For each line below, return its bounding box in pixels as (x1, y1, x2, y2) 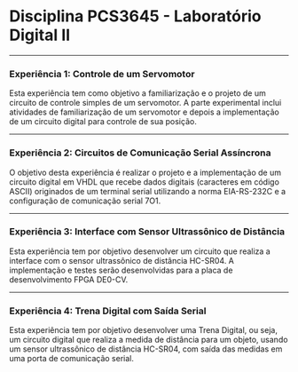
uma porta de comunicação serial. (9, 353, 135, 364)
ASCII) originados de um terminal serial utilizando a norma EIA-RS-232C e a (9, 186, 286, 196)
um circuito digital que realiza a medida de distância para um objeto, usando (9, 335, 288, 345)
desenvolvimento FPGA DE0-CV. (9, 273, 129, 285)
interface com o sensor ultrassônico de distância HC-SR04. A (9, 255, 235, 265)
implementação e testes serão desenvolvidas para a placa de (9, 265, 233, 275)
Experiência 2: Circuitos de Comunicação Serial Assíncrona (9, 146, 271, 159)
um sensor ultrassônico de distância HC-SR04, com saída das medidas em (9, 344, 283, 354)
